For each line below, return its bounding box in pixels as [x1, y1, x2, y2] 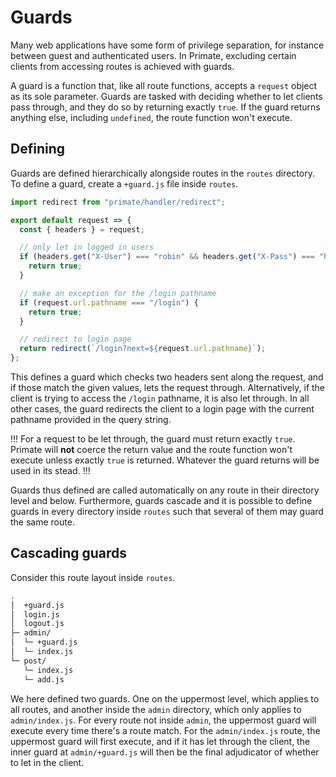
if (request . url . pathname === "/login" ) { [19, 297, 199, 308]
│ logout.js [10, 619, 65, 629]
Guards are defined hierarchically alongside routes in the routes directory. [10, 167, 315, 179]
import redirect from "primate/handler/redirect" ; [10, 197, 226, 207]
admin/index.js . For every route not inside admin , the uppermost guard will [10, 714, 317, 726]
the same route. [10, 516, 75, 528]
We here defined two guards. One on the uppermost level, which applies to [10, 692, 320, 705]
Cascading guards [10, 545, 128, 562]
